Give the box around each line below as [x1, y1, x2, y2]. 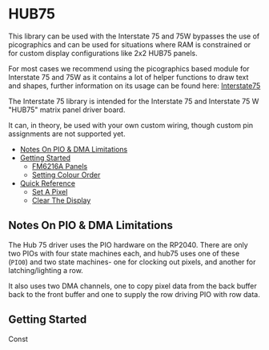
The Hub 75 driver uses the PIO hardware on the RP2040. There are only [8, 239, 248, 249]
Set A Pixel [31, 187, 68, 196]
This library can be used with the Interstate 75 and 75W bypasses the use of [8, 31, 260, 41]
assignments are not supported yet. [8, 129, 126, 139]
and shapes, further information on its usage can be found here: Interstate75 [8, 81, 261, 91]
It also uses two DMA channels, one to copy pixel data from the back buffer [8, 281, 258, 291]
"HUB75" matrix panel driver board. [8, 105, 126, 115]
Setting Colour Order [31, 170, 101, 179]
